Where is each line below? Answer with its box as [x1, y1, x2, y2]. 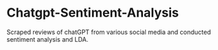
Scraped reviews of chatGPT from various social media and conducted [6, 28, 211, 36]
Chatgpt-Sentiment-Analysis [6, 5, 179, 21]
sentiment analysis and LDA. [6, 35, 89, 43]
